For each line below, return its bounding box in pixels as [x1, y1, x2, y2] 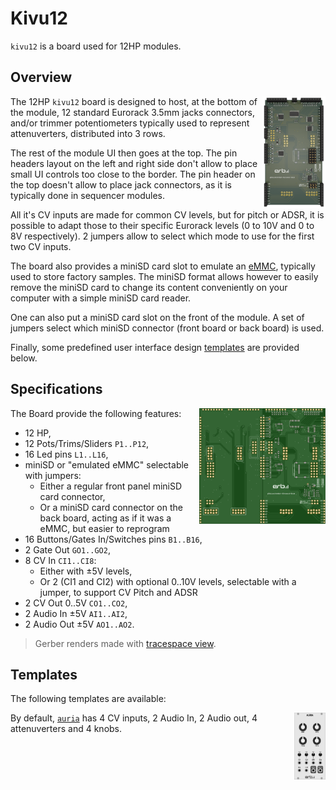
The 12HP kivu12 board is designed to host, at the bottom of [10, 95, 258, 107]
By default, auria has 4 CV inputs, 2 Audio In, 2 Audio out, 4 [10, 712, 258, 724]
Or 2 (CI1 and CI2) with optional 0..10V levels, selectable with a [39, 575, 297, 587]
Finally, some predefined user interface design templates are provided [10, 341, 300, 353]
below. [10, 352, 38, 364]
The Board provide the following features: [10, 407, 182, 419]
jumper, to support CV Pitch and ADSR [39, 586, 198, 598]
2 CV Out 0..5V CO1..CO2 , [24, 597, 128, 609]
